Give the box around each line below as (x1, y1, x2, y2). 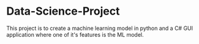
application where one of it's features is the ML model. (6, 31, 144, 38)
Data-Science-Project (6, 4, 121, 18)
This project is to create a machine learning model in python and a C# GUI (6, 24, 193, 32)
